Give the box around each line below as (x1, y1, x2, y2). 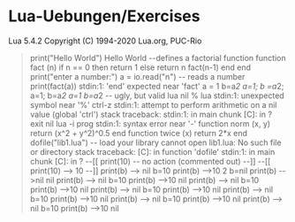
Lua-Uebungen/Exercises (8, 6, 200, 27)
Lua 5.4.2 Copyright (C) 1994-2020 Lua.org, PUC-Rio (8, 35, 202, 46)
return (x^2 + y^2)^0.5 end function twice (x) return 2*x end (29, 127, 248, 138)
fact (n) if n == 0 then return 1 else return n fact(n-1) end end (29, 62, 252, 73)
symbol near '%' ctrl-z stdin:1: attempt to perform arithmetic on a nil (29, 99, 277, 110)
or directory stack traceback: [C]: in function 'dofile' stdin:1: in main (29, 146, 276, 157)
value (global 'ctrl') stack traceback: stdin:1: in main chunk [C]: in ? (29, 109, 273, 119)
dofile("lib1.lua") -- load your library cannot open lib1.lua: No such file (29, 137, 282, 148)
